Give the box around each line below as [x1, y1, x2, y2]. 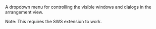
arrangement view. [5, 9, 44, 15]
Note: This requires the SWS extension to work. [5, 19, 102, 24]
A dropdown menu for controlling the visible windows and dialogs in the [5, 4, 152, 10]
